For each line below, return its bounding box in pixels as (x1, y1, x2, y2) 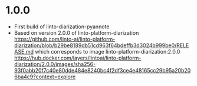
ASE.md (14, 48, 34, 55)
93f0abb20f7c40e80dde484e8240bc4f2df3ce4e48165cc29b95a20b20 (14, 67, 191, 74)
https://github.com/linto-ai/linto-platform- (14, 35, 116, 42)
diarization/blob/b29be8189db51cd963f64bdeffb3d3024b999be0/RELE (14, 42, 189, 49)
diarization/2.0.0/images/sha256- (14, 60, 96, 68)
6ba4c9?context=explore (14, 73, 76, 80)
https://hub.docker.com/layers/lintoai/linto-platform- (14, 54, 142, 61)
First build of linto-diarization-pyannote (14, 23, 110, 30)
